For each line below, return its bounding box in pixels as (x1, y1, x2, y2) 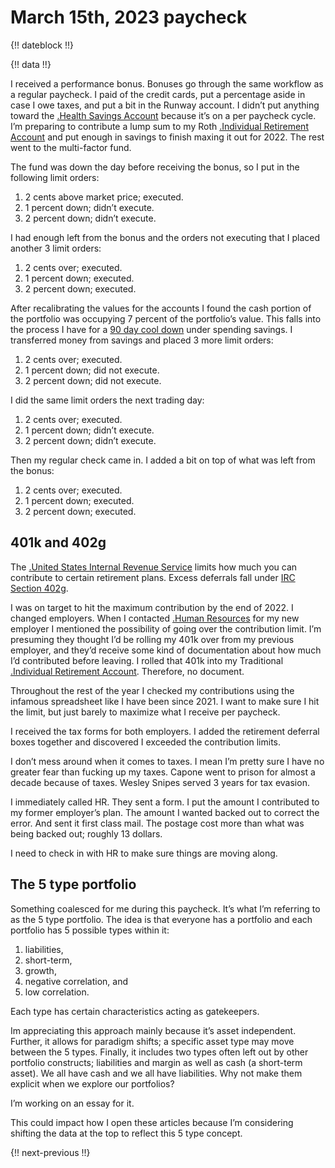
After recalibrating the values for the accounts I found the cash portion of (10, 302, 312, 314)
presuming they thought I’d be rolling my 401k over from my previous (10, 633, 295, 645)
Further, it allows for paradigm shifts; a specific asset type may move (10, 1035, 295, 1047)
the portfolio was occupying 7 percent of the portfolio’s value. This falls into (10, 312, 322, 325)
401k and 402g (10, 534, 107, 551)
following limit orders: (10, 171, 100, 183)
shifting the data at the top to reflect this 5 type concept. (10, 1127, 243, 1139)
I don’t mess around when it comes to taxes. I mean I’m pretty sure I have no (10, 755, 325, 767)
